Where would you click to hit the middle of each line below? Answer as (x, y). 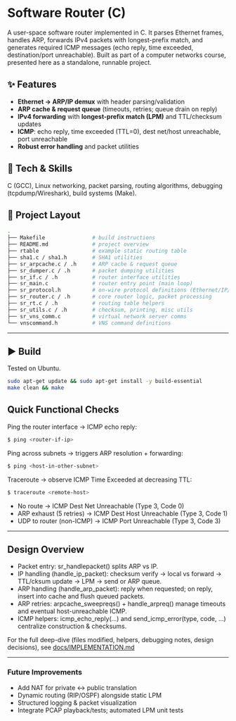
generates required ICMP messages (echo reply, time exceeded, (100, 47)
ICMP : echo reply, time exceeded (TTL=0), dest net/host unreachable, (119, 131)
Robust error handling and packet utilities (78, 146)
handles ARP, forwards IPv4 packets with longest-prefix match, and (105, 39)
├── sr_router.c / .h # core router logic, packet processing (110, 297)
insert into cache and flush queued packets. (81, 596)
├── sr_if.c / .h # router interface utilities (94, 277)
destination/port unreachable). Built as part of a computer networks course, (117, 55)
